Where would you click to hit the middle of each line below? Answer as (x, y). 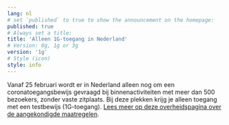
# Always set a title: (40, 33)
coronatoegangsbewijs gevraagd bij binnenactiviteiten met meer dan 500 (111, 92)
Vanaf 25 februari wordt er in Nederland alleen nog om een (91, 84)
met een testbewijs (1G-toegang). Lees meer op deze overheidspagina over (114, 106)
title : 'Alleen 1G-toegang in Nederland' (68, 39)
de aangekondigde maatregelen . (53, 114)
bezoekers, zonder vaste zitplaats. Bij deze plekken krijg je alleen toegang (112, 99)
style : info (24, 65)
